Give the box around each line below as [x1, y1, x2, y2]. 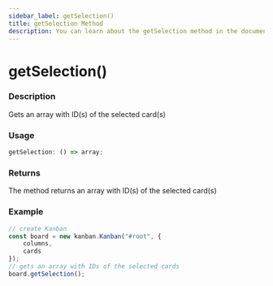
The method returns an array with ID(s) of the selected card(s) [8, 186, 217, 196]
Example [8, 206, 44, 218]
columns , [23, 240, 53, 248]
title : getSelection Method [8, 19, 104, 28]
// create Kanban [8, 224, 67, 232]
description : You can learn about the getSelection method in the [8, 27, 238, 35]
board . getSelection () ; [8, 270, 85, 278]
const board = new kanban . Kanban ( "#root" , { [8, 232, 162, 240]
